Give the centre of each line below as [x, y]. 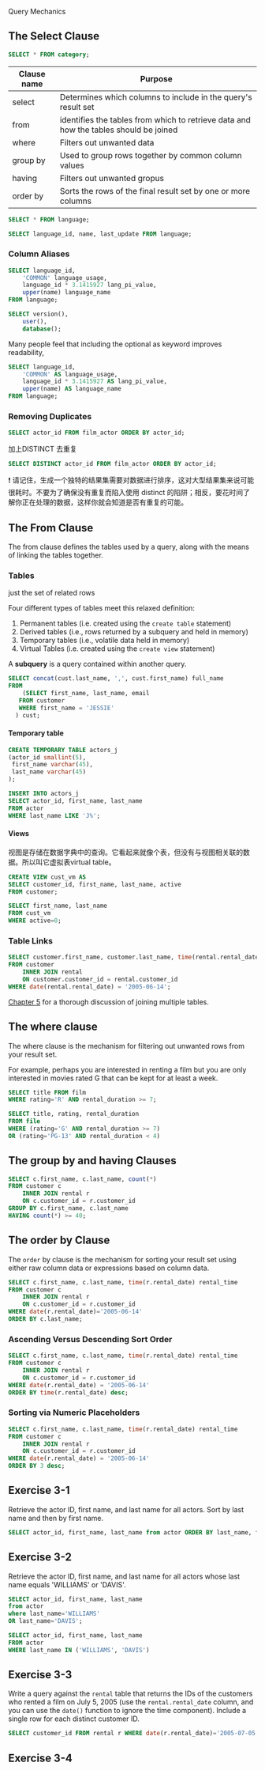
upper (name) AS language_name [72, 389]
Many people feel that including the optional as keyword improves [115, 344]
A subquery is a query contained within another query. [97, 664]
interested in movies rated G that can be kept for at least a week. [113, 1078]
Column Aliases [39, 254]
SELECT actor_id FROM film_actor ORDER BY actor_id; [97, 433]
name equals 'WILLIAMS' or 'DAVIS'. [67, 1584]
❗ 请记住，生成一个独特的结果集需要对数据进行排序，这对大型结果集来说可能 [131, 480]
